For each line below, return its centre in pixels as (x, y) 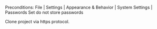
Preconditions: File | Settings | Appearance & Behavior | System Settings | (79, 7)
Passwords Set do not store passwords (44, 12)
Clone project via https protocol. (37, 22)
